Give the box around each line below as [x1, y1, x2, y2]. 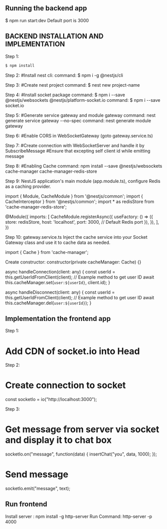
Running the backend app [5, 4, 87, 13]
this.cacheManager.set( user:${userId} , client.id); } [5, 279, 110, 285]
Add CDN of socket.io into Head [5, 345, 140, 357]
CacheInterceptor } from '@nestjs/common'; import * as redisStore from [5, 199, 154, 205]
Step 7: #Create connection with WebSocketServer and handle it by [5, 142, 144, 148]
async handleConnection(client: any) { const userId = [5, 269, 115, 275]
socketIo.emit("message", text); [5, 486, 71, 492]
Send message [5, 469, 69, 480]
